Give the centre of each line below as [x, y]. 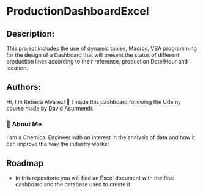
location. [17, 68]
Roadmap [25, 163]
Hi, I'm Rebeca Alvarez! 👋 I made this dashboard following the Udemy [94, 101]
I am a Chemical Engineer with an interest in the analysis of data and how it [101, 137]
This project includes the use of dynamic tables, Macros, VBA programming [102, 48]
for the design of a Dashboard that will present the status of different [93, 55]
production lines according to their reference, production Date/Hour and [97, 61]
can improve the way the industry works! [58, 144]
